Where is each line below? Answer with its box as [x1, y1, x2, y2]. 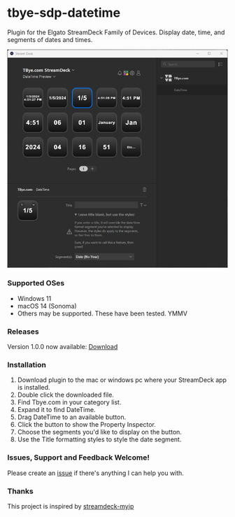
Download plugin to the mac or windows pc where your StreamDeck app [17, 376, 227, 384]
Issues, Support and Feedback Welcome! [7, 453, 150, 462]
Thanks [7, 486, 34, 496]
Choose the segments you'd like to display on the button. [17, 428, 182, 437]
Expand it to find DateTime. [17, 406, 96, 414]
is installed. [17, 383, 50, 392]
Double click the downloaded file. [17, 390, 114, 399]
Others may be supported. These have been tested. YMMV [17, 309, 187, 318]
